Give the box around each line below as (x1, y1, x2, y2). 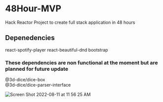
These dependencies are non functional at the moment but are (5, 59, 158, 66)
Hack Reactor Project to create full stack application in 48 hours (5, 19, 135, 25)
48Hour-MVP (5, 3, 62, 14)
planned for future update (5, 65, 68, 72)
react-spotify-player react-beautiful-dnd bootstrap (5, 47, 108, 52)
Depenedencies (5, 34, 55, 42)
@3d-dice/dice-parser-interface (5, 82, 71, 88)
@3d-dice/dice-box (5, 77, 45, 83)
